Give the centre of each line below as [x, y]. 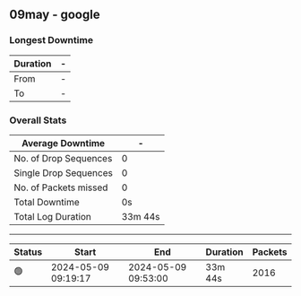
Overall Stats [38, 120]
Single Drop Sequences [64, 172]
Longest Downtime [52, 40]
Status [28, 252]
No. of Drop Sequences [63, 158]
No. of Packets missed [61, 187]
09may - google [55, 15]
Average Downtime [64, 143]
